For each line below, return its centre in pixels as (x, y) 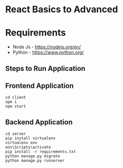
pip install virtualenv (30, 138)
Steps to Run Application (45, 68)
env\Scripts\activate (28, 147)
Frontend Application (39, 86)
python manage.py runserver (35, 161)
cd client (16, 98)
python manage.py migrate (33, 156)
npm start (16, 106)
